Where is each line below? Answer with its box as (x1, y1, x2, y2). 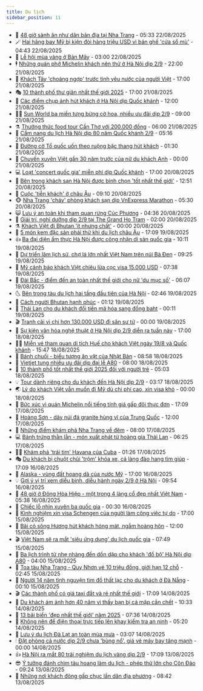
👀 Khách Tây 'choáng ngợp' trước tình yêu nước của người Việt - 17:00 (15, 75, 190, 82)
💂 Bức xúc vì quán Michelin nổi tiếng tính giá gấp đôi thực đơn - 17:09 (15, 401, 189, 408)
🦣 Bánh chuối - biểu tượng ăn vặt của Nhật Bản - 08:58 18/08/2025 (15, 352, 183, 359)
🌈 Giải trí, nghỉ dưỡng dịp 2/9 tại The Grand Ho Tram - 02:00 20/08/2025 (15, 216, 197, 223)
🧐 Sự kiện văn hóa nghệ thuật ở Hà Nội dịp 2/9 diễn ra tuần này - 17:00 (15, 327, 191, 334)
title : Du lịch (6, 8, 45, 15)
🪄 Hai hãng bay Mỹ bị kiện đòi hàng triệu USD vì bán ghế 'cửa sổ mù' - (15, 38, 193, 45)
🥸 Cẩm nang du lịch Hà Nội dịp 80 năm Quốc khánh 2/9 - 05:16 (15, 129, 173, 136)
